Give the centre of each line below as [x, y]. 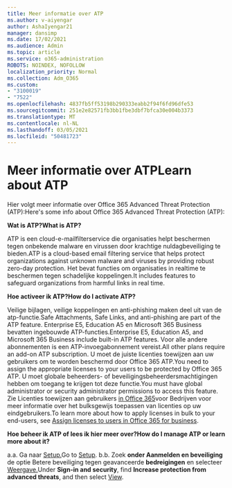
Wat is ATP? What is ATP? [44, 226]
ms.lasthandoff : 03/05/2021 [48, 130]
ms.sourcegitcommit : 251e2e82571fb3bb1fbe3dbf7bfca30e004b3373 [100, 110]
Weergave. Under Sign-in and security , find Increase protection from [107, 470]
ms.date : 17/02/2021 [37, 40]
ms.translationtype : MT [42, 117]
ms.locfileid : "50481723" [44, 136]
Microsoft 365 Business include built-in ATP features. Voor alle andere [107, 339]
